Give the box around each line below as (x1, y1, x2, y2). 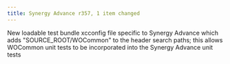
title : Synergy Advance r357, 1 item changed (7, 10, 140, 17)
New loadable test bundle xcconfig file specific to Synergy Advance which (7, 29, 219, 37)
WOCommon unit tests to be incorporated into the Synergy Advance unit (7, 43, 213, 51)
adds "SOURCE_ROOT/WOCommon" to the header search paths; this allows (7, 35, 223, 44)
